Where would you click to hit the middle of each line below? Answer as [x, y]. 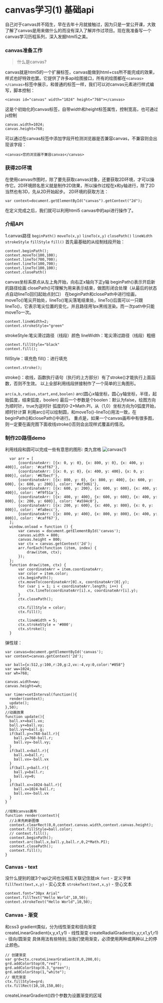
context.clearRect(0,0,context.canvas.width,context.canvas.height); [81, 825]
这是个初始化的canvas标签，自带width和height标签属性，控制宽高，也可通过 [81, 109]
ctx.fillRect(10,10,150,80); [35, 985]
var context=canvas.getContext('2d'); [44, 656]
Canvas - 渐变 [21, 915]
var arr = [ [22, 459]
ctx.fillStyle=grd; [25, 981]
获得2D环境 [18, 168]
